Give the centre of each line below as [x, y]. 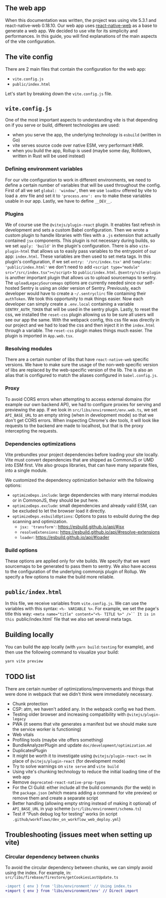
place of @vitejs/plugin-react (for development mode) [69, 761]
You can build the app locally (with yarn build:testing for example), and [80, 647]
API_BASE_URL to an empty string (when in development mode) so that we [80, 415]
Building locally [29, 635]
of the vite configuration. [30, 41]
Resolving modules [29, 348]
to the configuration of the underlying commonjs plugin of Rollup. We [76, 571]
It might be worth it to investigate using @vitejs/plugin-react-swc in [82, 756]
